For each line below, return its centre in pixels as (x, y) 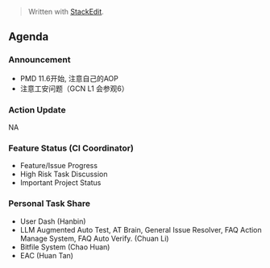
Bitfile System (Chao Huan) (65, 247)
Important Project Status (60, 183)
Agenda (29, 37)
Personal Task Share (50, 204)
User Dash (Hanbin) (53, 221)
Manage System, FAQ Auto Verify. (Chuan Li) (94, 238)
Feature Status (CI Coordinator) (71, 148)
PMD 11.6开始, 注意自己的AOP (69, 78)
